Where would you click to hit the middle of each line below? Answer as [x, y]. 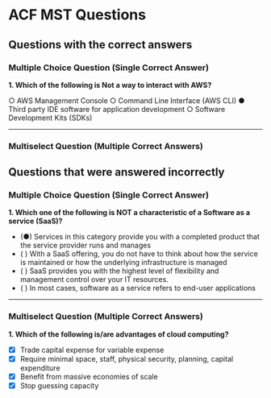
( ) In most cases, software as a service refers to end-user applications [138, 288]
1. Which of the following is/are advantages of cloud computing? [119, 334]
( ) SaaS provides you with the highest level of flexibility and [119, 271]
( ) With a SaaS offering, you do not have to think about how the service [139, 254]
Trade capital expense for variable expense [92, 350]
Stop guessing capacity [59, 385]
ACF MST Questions [77, 15]
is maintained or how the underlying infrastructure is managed [123, 263]
